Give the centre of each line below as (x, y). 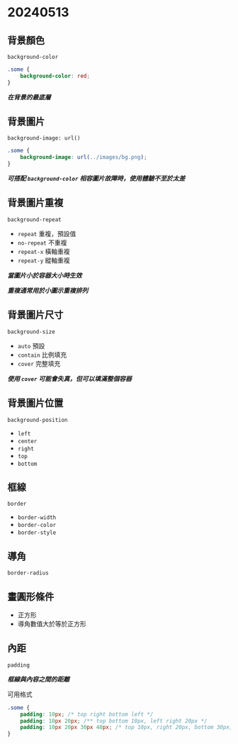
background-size (31, 332)
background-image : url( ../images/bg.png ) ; (84, 157)
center (27, 441)
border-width (37, 518)
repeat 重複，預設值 (47, 233)
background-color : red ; (55, 76)
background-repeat (34, 220)
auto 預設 (31, 345)
